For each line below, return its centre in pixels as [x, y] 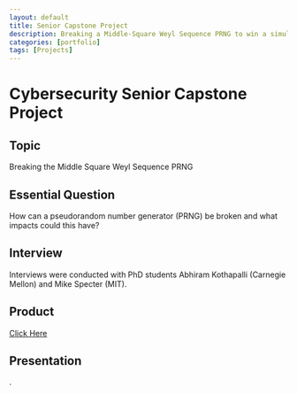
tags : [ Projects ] [41, 50]
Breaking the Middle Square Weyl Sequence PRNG [101, 167]
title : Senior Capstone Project [69, 26]
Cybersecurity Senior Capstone [128, 94]
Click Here [28, 333]
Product [32, 312]
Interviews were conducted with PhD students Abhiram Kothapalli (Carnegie [148, 274]
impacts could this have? [54, 225]
